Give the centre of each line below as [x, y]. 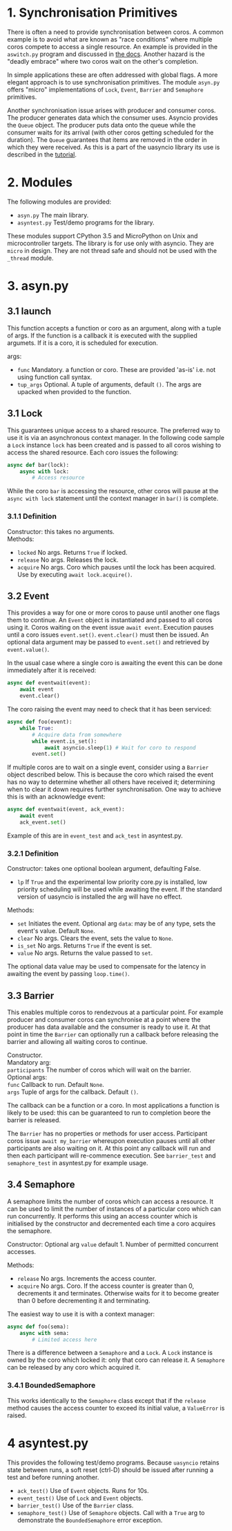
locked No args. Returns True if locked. [72, 552]
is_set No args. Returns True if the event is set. [84, 946]
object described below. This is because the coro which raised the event [110, 775]
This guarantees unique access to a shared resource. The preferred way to [114, 430]
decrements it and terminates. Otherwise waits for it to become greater [118, 1293]
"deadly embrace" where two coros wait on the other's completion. [103, 61]
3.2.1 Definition [33, 853]
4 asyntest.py [48, 1443]
